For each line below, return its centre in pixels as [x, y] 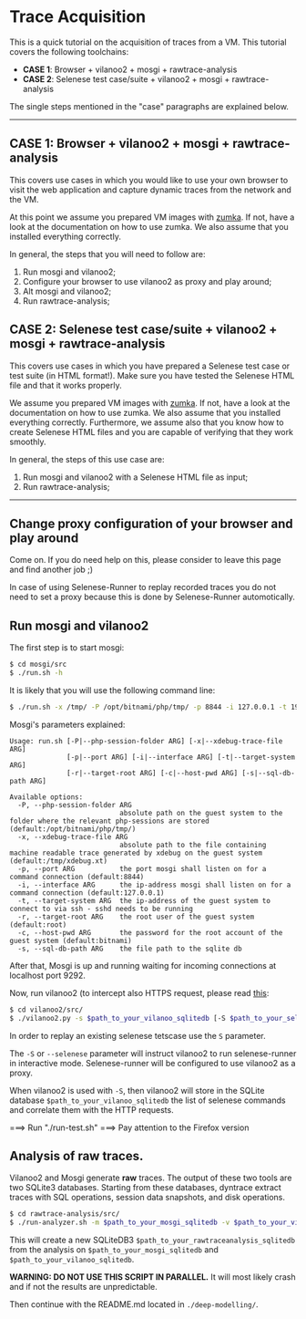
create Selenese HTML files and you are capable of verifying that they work [152, 431]
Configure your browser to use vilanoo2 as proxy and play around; [147, 281]
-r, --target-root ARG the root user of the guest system [136, 917]
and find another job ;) [51, 570]
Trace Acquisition [78, 17]
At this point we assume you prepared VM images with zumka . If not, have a [152, 217]
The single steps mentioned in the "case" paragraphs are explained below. [149, 106]
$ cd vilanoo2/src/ [46, 1010]
